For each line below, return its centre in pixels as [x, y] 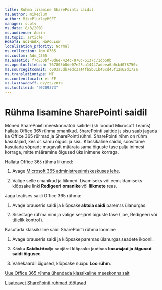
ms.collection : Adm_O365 [31, 51]
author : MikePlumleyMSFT [31, 19]
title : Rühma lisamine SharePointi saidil [49, 10]
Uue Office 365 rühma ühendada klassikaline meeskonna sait [67, 273]
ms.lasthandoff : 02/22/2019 [34, 83]
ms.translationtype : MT [30, 74]
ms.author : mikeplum [26, 14]
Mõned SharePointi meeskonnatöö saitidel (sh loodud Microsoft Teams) [78, 126]
